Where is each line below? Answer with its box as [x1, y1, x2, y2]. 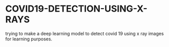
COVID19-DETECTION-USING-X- [5, 3, 147, 15]
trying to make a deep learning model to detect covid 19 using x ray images [5, 30, 164, 36]
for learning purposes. [5, 36, 53, 42]
